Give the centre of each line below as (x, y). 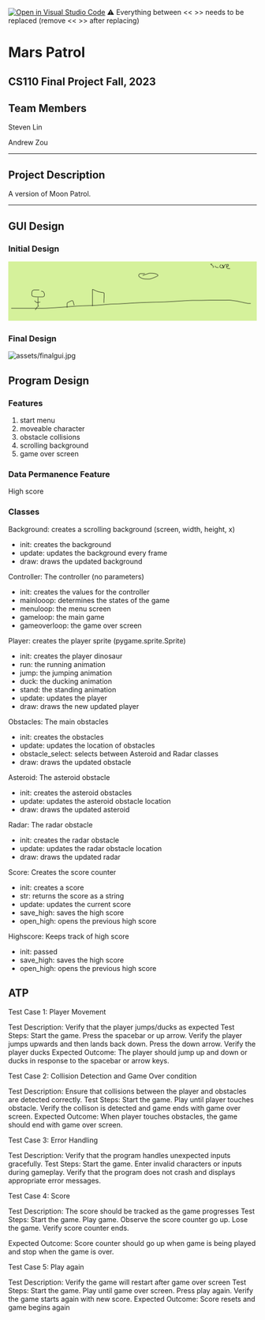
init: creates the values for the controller (84, 591)
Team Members (47, 108)
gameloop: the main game (62, 617)
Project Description (57, 175)
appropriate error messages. (54, 1181)
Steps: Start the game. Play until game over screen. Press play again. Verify (131, 1291)
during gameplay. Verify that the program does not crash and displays (122, 1172)
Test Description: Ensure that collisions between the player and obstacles (127, 1091)
